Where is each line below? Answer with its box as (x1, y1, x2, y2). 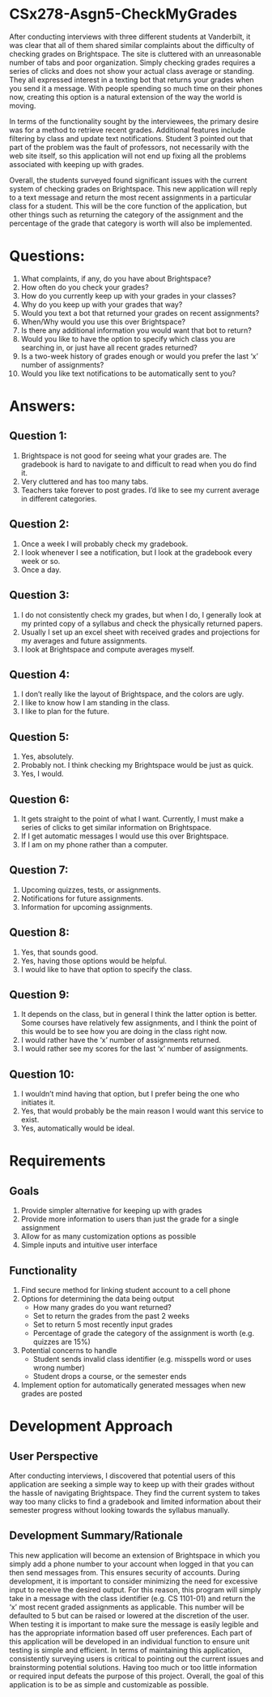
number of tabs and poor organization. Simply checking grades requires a (9, 58, 256, 67)
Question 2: (9, 517, 70, 532)
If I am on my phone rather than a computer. (20, 839, 168, 849)
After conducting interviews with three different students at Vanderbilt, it (9, 32, 251, 41)
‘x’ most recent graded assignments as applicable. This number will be (9, 1602, 245, 1612)
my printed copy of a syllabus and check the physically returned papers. (20, 618, 263, 628)
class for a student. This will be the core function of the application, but (9, 200, 248, 211)
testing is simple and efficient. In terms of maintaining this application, (9, 1645, 243, 1655)
